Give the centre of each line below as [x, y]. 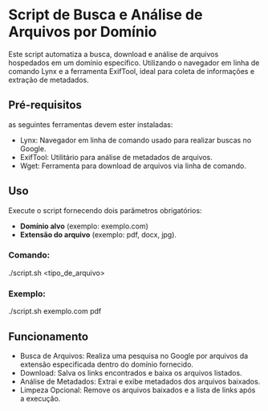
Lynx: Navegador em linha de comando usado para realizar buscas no [136, 140]
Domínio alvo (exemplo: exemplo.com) [84, 226]
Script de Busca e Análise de [106, 15]
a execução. [40, 398]
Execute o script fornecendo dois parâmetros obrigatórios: [105, 210]
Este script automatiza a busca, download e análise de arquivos [114, 54]
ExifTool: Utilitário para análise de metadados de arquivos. [116, 157]
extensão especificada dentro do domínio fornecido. [107, 364]
